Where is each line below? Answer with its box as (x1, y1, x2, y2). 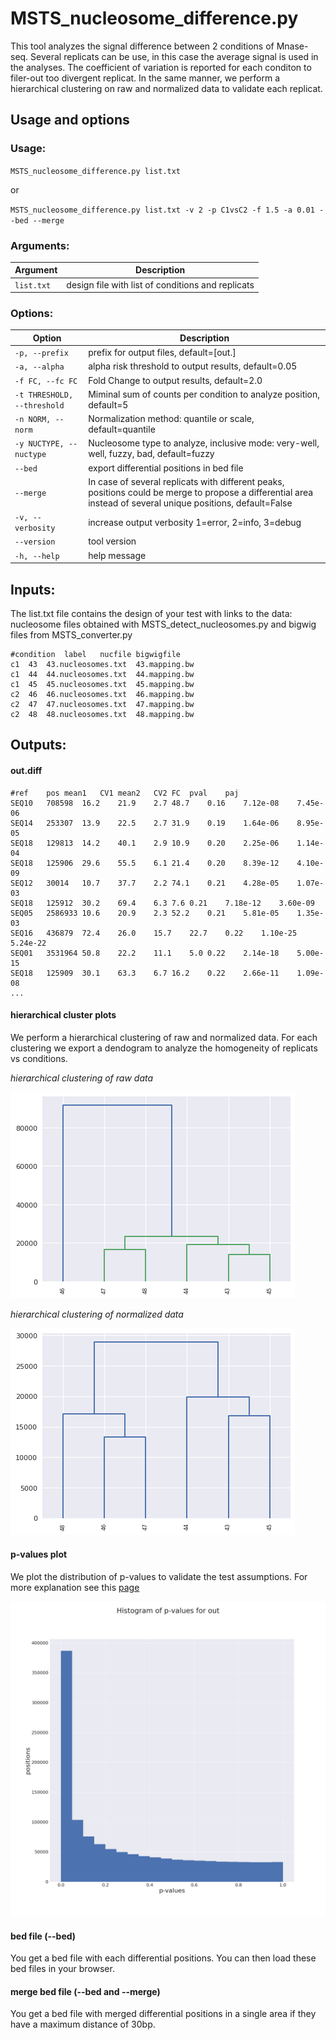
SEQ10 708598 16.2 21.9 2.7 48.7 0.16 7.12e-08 (10, 798, 280, 808)
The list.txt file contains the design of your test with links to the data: (10, 608, 293, 620)
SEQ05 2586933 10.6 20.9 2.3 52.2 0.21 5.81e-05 (10, 908, 280, 918)
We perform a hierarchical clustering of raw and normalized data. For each (10, 1031, 318, 1043)
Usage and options (10, 112, 130, 129)
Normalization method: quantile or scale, (88, 413, 255, 425)
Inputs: (10, 581, 56, 598)
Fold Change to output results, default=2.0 (88, 374, 263, 386)
